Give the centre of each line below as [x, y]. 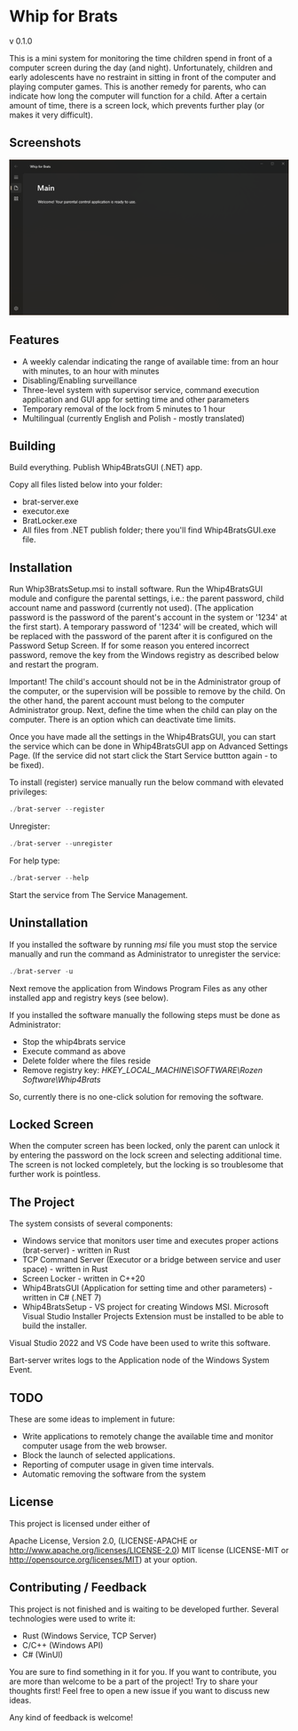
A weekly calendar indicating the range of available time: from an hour [150, 361]
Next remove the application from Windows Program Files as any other [138, 988]
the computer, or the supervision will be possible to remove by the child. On [147, 692]
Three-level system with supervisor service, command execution [141, 389]
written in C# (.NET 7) [62, 1298]
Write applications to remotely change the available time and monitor [148, 1436]
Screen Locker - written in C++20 [83, 1278]
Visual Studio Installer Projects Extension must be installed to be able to [153, 1317]
